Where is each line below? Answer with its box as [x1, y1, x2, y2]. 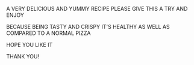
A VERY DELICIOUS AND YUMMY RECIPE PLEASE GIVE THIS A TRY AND [6, 5, 188, 12]
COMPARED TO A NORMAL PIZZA [6, 29, 91, 37]
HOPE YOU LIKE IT [6, 42, 53, 48]
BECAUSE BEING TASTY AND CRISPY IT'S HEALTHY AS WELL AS [6, 23, 170, 30]
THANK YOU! [6, 53, 40, 60]
